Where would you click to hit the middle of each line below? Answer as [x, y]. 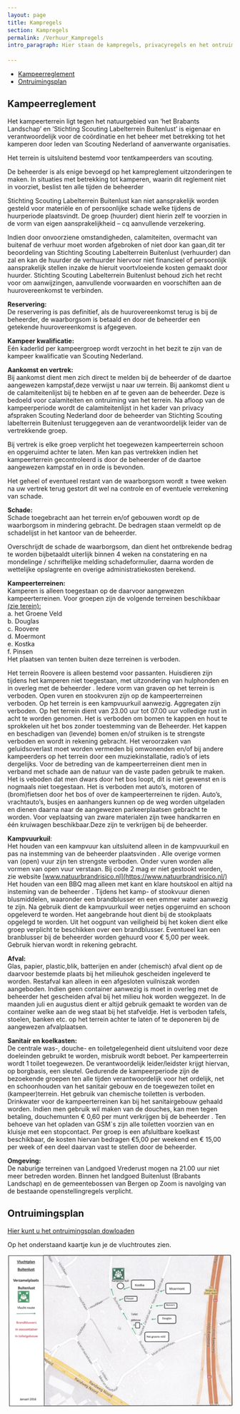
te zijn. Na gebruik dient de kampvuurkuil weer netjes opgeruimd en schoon [119, 906]
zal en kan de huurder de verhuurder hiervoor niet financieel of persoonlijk [117, 260]
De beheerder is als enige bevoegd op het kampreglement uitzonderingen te [120, 171]
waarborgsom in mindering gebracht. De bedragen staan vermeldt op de [114, 525]
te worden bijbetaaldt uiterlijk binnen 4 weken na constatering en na [107, 554]
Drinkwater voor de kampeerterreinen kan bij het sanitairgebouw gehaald [115, 1101]
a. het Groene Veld [35, 613]
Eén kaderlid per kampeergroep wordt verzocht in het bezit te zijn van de [115, 348]
